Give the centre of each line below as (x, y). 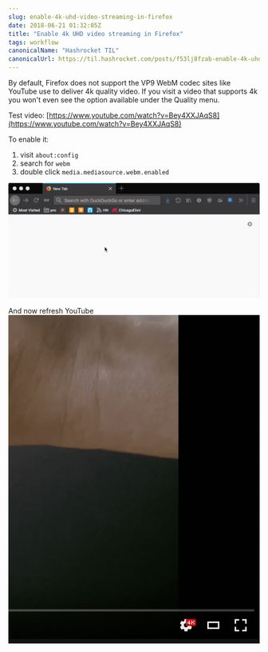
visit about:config (49, 155)
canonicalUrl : (32, 59)
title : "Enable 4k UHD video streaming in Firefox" (96, 34)
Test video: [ (29, 115)
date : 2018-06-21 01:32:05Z (55, 25)
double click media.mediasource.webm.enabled (95, 172)
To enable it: (29, 139)
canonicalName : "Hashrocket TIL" (64, 51)
